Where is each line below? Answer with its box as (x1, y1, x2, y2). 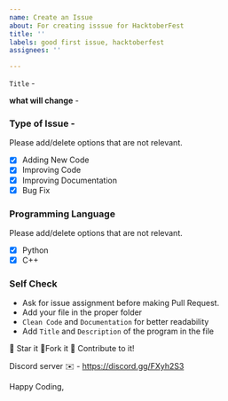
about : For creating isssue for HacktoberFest (9, 21, 185, 30)
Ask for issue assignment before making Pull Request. (21, 298, 220, 309)
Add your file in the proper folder (21, 307, 143, 318)
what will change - (9, 95, 80, 106)
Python (21, 245, 49, 256)
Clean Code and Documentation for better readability (21, 317, 209, 327)
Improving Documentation (21, 175, 118, 185)
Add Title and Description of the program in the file (21, 326, 215, 337)
